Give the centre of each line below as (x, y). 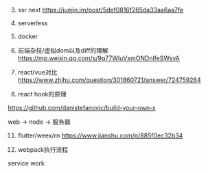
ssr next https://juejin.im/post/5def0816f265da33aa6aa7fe (101, 10)
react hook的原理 (42, 94)
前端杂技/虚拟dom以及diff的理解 (63, 50)
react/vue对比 (37, 72)
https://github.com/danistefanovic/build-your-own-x (82, 108)
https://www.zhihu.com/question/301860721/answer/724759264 (109, 80)
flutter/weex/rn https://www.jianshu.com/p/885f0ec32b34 (100, 135)
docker (28, 36)
